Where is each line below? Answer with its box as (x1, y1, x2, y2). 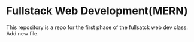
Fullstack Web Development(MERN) (6, 4, 189, 18)
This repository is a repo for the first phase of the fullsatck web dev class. (6, 24, 189, 31)
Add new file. (6, 30, 39, 37)
